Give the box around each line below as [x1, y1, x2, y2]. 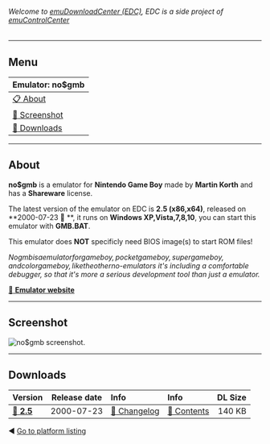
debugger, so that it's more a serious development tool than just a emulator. [8, 269, 260, 279]
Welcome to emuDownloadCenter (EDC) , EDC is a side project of [8, 6, 223, 16]
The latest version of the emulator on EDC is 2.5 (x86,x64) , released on [8, 204, 247, 214]
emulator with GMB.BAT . [8, 221, 91, 230]
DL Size [216, 392, 247, 403]
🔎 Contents [167, 405, 210, 417]
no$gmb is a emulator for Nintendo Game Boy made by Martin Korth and [8, 180, 253, 189]
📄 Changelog [110, 405, 160, 417]
